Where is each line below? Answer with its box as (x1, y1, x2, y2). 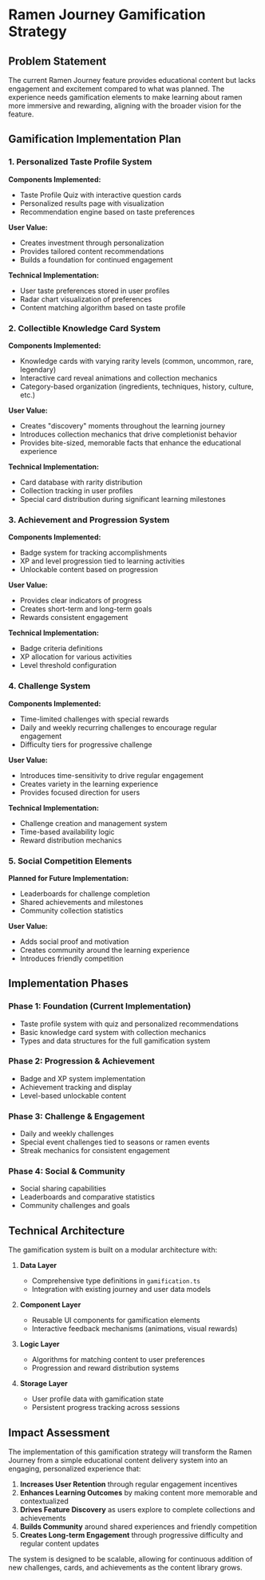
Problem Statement (8, 54, 107, 68)
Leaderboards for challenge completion (19, 888, 150, 899)
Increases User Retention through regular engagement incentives (19, 1479, 238, 1489)
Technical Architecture (8, 1223, 125, 1238)
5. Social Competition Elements (8, 855, 132, 867)
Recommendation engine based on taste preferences (19, 207, 196, 216)
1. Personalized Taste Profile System (8, 156, 152, 168)
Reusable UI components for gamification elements (31, 1315, 201, 1325)
